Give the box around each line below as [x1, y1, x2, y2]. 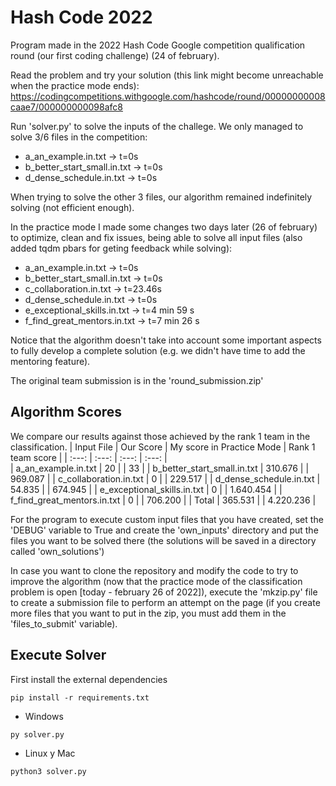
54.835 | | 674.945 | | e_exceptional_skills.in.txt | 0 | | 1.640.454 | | [10, 483, 283, 495]
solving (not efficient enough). [10, 201, 135, 213]
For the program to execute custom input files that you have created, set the [10, 513, 324, 525]
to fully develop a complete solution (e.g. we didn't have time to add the [10, 344, 306, 356]
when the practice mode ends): [10, 79, 140, 91]
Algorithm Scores [10, 404, 123, 421]
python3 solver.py [10, 766, 87, 776]
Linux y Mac [24, 747, 76, 759]
